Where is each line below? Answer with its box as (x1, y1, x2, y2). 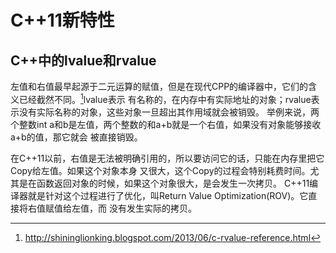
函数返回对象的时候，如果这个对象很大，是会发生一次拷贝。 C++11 (36, 177, 310, 189)
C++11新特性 (10, 9, 115, 32)
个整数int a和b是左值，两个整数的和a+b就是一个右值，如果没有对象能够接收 (10, 118, 322, 130)
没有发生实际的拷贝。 (108, 202, 197, 214)
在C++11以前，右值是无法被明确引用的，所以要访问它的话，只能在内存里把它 (10, 152, 325, 164)
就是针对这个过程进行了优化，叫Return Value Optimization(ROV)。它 (27, 189, 309, 201)
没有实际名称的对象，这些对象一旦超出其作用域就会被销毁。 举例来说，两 (18, 106, 320, 118)
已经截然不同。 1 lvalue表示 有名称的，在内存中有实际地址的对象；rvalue (18, 92, 312, 105)
